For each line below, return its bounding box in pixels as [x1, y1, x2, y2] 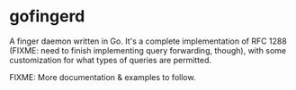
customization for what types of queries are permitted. [9, 54, 212, 65]
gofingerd [9, 6, 85, 27]
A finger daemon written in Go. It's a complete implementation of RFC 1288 [9, 36, 288, 46]
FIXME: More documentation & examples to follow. [9, 71, 196, 82]
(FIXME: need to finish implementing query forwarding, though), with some [9, 45, 287, 55]
